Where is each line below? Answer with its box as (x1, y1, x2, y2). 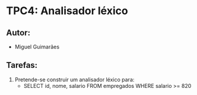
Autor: (6, 28, 31, 38)
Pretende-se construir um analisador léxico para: (14, 76, 135, 83)
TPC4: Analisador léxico (6, 4, 129, 18)
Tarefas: (6, 60, 38, 70)
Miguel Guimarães (14, 43, 60, 50)
